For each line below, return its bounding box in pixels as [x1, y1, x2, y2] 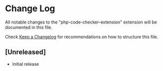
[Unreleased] [5, 48, 46, 56]
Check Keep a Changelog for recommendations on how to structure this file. [5, 34, 159, 40]
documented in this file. [5, 24, 53, 30]
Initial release [12, 61, 39, 67]
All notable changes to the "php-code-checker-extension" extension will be [5, 19, 157, 25]
